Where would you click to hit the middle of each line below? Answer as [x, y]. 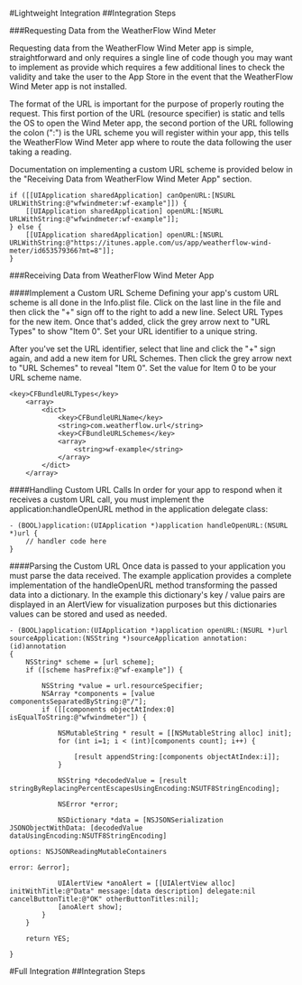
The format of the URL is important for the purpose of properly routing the [147, 104]
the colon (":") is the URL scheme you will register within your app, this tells [149, 133]
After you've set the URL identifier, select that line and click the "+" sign [143, 348]
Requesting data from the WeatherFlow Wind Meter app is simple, [132, 48]
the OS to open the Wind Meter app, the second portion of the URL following [151, 123]
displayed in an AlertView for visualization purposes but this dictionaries [143, 604]
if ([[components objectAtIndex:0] [109, 710]
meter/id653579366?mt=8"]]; [62, 251]
